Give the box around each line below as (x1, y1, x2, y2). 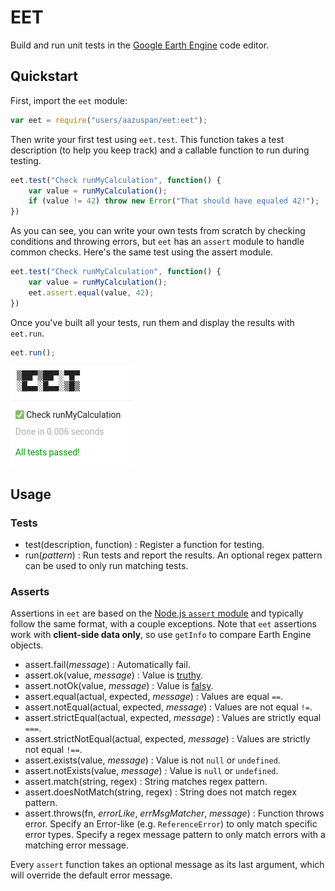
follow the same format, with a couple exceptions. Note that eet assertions (10, 618, 317, 630)
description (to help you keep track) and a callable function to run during (10, 144, 310, 156)
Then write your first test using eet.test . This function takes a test (10, 133, 285, 145)
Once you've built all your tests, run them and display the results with (10, 316, 295, 328)
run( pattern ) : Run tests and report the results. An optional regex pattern (24, 549, 323, 561)
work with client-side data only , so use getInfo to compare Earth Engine (10, 629, 312, 641)
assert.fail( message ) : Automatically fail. (24, 659, 191, 671)
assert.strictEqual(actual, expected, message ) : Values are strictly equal (24, 712, 322, 724)
